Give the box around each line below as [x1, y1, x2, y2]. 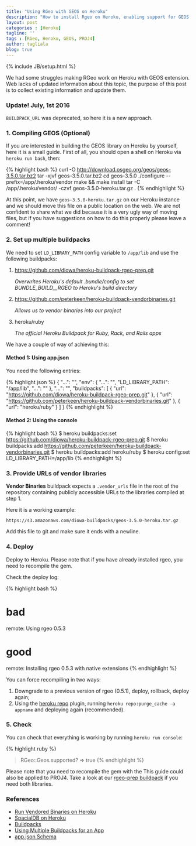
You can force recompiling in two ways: [6, 676, 101, 683]
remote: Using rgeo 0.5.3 [6, 625, 66, 632]
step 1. [6, 495, 22, 502]
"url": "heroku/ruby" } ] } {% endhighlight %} [6, 403, 114, 410]
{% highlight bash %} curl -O [6, 166, 76, 173]
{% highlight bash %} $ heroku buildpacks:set [6, 430, 117, 437]
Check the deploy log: [6, 573, 60, 580]
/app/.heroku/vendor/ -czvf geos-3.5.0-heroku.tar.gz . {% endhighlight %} [6, 185, 185, 192]
